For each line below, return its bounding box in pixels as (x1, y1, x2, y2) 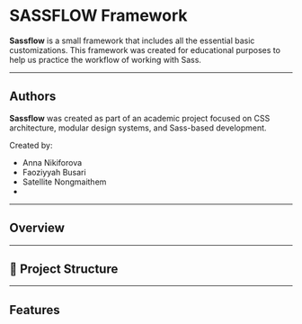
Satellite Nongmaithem (22, 176, 107, 187)
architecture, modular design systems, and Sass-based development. (9, 122, 267, 133)
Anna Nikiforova (22, 157, 83, 167)
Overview (9, 220, 66, 236)
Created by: (9, 139, 53, 150)
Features (9, 302, 60, 318)
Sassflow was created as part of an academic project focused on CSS (9, 112, 271, 123)
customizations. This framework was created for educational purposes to (9, 44, 281, 55)
